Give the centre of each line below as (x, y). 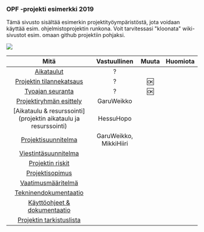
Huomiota (180, 61)
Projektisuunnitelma (49, 140)
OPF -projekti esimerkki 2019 (50, 9)
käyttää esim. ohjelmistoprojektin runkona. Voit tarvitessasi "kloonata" (94, 28)
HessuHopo (115, 119)
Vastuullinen (115, 61)
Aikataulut (49, 71)
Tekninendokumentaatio (49, 193)
